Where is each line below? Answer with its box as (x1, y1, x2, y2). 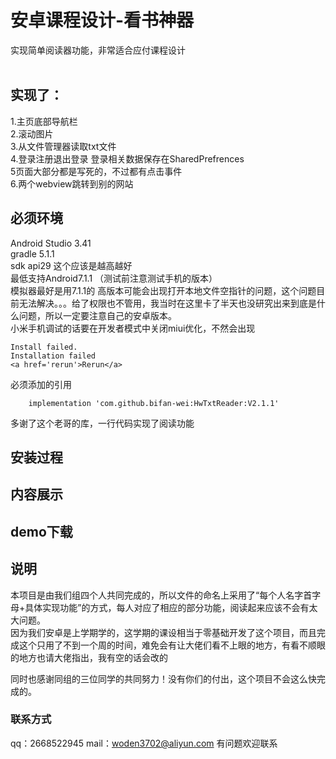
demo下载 (10, 523, 73, 540)
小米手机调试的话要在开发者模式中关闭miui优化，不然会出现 (10, 322, 256, 334)
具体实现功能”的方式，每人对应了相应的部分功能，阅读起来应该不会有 (24, 601, 310, 613)
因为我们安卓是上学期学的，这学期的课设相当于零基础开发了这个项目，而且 (10, 626, 317, 638)
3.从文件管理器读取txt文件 (10, 140, 117, 152)
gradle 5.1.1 (10, 247, 55, 260)
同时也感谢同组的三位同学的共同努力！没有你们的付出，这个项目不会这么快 (10, 672, 317, 685)
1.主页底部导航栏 (10, 115, 78, 127)
